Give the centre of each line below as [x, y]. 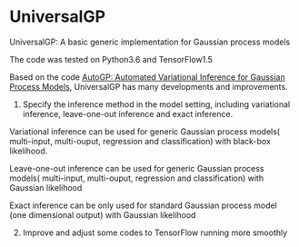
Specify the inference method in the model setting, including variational [156, 104]
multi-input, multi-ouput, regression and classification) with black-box [140, 141]
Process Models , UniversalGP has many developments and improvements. [149, 86]
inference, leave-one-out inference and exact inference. [128, 114]
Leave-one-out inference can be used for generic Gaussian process [137, 168]
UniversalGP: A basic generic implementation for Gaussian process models [150, 42]
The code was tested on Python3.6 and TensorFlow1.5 [111, 59]
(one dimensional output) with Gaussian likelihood [103, 214]
